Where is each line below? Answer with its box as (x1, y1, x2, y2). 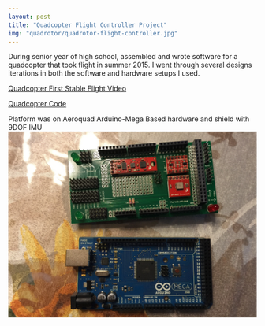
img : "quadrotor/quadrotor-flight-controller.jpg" (8, 29, 178, 37)
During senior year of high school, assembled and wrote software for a (8, 52, 238, 61)
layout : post (8, 13, 51, 20)
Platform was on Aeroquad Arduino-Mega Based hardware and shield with (8, 114, 250, 124)
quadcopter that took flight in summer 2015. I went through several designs (8, 60, 252, 70)
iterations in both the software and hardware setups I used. (8, 69, 200, 78)
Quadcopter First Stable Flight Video (8, 83, 127, 94)
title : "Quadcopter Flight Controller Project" (8, 20, 168, 29)
